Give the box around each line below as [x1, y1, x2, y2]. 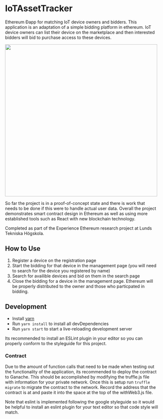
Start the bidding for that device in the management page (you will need [12, 262, 157, 268]
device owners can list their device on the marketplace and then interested [5, 29, 155, 35]
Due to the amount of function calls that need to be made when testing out [5, 364, 155, 369]
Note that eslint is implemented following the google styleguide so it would [5, 399, 155, 404]
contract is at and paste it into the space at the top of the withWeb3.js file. [5, 389, 153, 395]
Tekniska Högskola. [5, 230, 45, 236]
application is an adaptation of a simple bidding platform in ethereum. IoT [5, 24, 152, 30]
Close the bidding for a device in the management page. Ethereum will [12, 278, 153, 284]
